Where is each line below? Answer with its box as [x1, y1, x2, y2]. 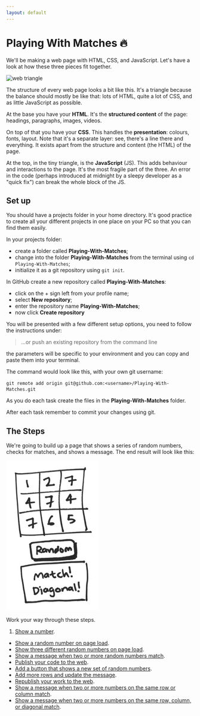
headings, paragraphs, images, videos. [6, 117, 102, 124]
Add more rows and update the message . [14, 672, 117, 679]
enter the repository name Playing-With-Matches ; [14, 303, 140, 310]
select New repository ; [14, 296, 73, 303]
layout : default [6, 10, 47, 16]
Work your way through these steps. [6, 616, 96, 624]
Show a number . [14, 628, 56, 635]
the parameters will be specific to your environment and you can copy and [6, 350, 189, 357]
